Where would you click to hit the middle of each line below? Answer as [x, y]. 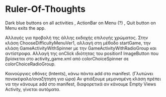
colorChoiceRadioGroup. [30, 64]
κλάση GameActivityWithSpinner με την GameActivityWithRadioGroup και [81, 48]
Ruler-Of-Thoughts [45, 9]
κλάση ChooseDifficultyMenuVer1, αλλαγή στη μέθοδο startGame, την [78, 43]
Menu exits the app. [25, 28]
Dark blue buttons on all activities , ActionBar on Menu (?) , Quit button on [81, 23]
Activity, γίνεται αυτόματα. [33, 89]
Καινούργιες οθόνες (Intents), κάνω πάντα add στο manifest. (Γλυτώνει [79, 73]
